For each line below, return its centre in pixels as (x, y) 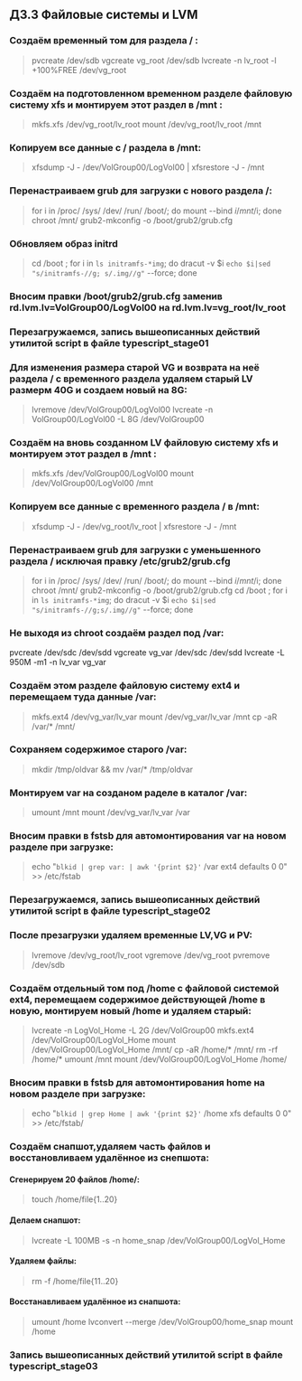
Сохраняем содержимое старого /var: (98, 749)
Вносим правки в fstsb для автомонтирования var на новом (148, 836)
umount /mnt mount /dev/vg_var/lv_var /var (111, 813)
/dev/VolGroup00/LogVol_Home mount (104, 1039)
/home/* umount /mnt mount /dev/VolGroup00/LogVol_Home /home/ (159, 1059)
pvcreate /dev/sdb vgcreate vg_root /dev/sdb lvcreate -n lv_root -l (154, 60)
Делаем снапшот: (45, 1220)
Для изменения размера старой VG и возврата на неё (134, 367)
